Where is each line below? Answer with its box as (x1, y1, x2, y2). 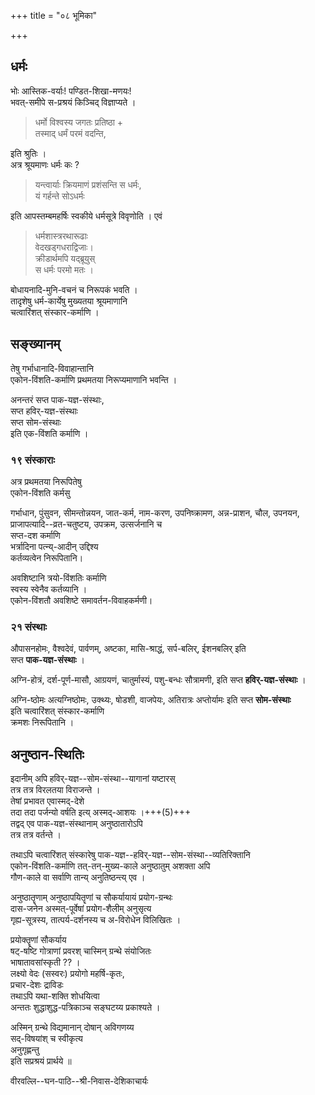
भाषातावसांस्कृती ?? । (10, 956, 81, 969)
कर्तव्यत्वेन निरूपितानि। (10, 551, 84, 564)
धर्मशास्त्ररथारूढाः (34, 230, 88, 242)
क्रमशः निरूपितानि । (10, 716, 75, 729)
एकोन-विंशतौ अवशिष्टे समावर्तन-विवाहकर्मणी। (10, 594, 153, 606)
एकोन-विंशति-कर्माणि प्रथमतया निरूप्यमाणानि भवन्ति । (10, 373, 178, 385)
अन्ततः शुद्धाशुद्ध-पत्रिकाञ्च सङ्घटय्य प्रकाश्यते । (10, 1001, 161, 1014)
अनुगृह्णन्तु (10, 1044, 40, 1056)
